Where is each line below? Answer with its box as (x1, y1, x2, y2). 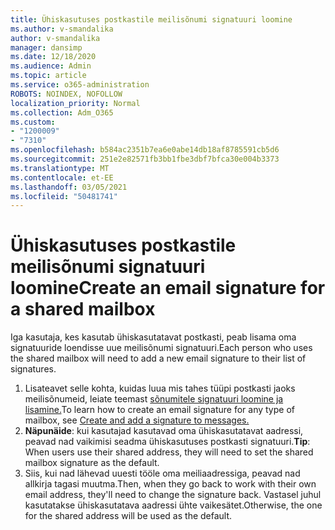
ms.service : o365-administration (10, 80, 150, 90)
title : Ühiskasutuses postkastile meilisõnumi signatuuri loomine (10, 14, 293, 25)
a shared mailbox (10, 298, 156, 321)
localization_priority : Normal (10, 98, 141, 108)
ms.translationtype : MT (10, 163, 110, 173)
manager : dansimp (10, 42, 83, 53)
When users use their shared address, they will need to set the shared (24, 446, 314, 458)
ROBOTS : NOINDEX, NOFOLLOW (10, 89, 123, 99)
